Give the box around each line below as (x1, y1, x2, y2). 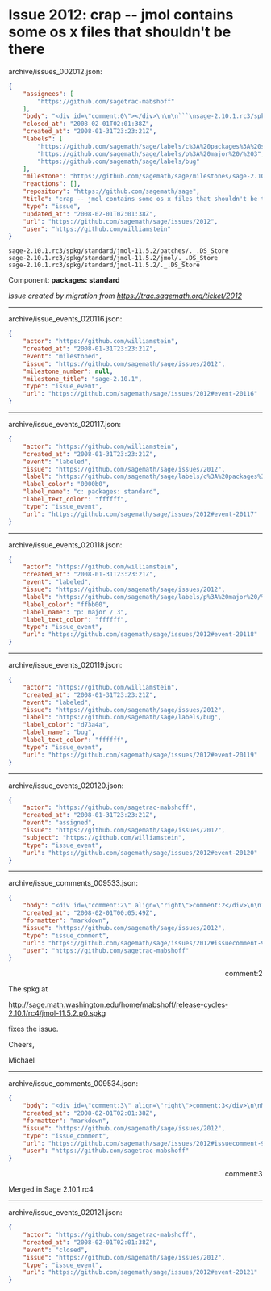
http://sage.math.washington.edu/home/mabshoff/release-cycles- (8, 1000, 228, 1010)
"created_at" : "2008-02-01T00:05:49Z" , (23, 909, 157, 917)
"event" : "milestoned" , (23, 352, 103, 360)
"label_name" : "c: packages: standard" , (23, 488, 161, 496)
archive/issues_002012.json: (8, 66, 102, 76)
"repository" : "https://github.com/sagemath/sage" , (23, 187, 200, 195)
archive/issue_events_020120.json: (8, 781, 124, 790)
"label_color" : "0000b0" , (23, 480, 110, 488)
